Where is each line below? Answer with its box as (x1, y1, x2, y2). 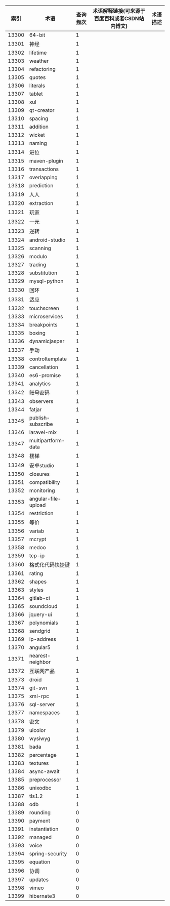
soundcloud (29, 603, 58, 609)
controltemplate (29, 355, 67, 362)
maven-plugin (29, 157, 63, 164)
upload (29, 502, 46, 508)
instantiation (29, 826, 59, 832)
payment (29, 817, 51, 824)
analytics (29, 380, 51, 387)
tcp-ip (29, 552, 45, 559)
